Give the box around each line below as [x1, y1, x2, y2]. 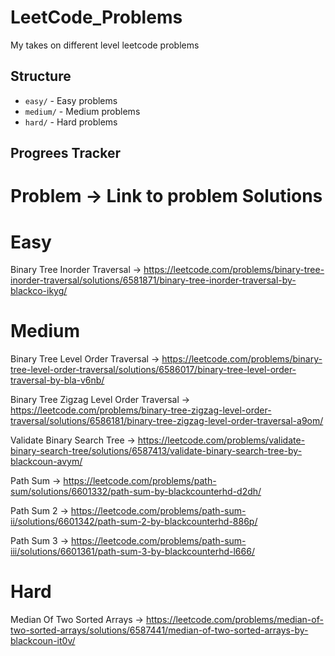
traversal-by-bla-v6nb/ [10, 374, 105, 386]
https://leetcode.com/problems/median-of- [145, 614, 324, 626]
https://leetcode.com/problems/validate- [137, 434, 306, 446]
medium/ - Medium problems [24, 105, 141, 117]
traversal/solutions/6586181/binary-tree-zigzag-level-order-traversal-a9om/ [10, 415, 324, 427]
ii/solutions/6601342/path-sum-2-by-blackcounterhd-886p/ [10, 516, 258, 528]
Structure [10, 68, 72, 85]
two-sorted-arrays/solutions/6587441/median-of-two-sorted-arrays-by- [10, 624, 309, 636]
